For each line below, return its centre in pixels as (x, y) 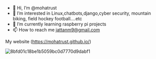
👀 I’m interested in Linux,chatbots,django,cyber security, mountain (82, 13)
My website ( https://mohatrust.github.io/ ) (48, 41)
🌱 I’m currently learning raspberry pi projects (59, 24)
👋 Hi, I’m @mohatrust (35, 8)
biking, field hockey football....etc (47, 19)
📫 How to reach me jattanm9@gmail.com (56, 30)
